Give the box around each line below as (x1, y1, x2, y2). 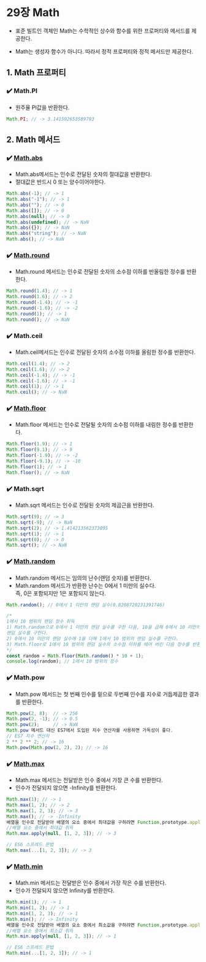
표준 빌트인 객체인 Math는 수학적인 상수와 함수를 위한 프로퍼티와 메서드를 (15, 27, 190, 34)
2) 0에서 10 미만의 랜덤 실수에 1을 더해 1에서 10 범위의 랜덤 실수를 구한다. (6, 636, 179, 642)
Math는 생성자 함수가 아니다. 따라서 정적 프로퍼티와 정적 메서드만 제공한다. (15, 47, 194, 55)
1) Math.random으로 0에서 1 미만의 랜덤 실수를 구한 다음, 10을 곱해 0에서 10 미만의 (6, 624, 200, 631)
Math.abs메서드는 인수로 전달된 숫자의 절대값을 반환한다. (15, 171, 152, 178)
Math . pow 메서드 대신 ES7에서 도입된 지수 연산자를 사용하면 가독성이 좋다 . (6, 728, 174, 734)
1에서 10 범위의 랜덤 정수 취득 (6, 618, 75, 625)
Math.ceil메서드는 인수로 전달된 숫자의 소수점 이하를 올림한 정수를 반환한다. (15, 348, 196, 356)
